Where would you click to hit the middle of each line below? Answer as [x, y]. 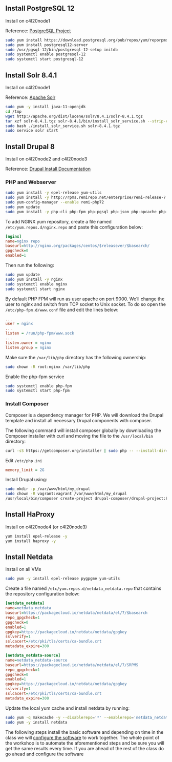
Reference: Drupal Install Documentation [48, 169]
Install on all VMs [23, 569]
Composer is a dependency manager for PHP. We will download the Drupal [84, 415]
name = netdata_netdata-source [36, 660]
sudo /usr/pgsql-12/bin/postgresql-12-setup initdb [61, 50]
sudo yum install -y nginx [34, 279]
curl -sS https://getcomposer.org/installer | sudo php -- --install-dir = [87, 450]
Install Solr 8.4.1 [31, 75]
